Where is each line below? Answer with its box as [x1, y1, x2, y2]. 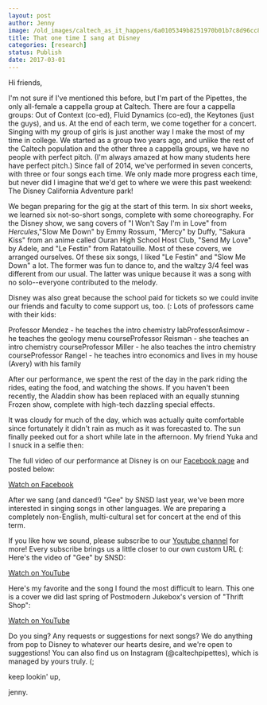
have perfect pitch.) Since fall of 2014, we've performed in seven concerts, [8, 161, 253, 170]
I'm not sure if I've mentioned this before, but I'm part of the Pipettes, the [8, 93, 248, 103]
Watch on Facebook [8, 479, 74, 489]
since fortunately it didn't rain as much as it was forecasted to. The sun [8, 423, 241, 433]
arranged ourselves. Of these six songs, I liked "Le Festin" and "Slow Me [8, 252, 246, 261]
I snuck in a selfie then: [8, 440, 84, 450]
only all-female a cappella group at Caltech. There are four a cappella [8, 101, 236, 111]
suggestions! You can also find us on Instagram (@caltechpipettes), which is [8, 648, 259, 657]
